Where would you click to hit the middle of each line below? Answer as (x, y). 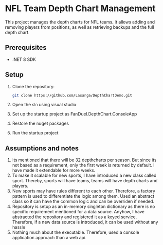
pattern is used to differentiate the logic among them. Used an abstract (83, 196)
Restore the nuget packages (40, 123)
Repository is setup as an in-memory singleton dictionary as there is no (83, 207)
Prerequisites (26, 47)
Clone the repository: (33, 86)
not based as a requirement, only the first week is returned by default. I (83, 165)
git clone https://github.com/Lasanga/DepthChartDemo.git (72, 95)
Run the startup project (35, 133)
